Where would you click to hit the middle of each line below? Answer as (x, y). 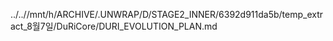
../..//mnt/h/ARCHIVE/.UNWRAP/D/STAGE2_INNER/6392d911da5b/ (146, 14)
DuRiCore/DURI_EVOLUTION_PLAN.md (137, 26)
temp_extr (302, 14)
